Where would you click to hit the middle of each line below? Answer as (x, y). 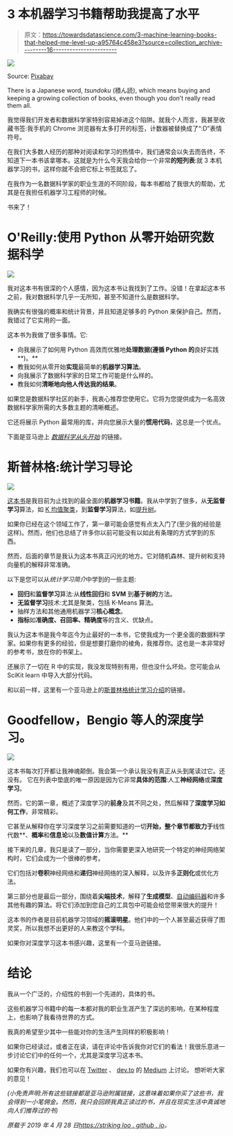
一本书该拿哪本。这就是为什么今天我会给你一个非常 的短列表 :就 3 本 (121, 160)
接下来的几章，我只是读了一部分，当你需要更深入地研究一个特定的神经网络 (113, 849)
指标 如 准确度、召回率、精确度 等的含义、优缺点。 (87, 620)
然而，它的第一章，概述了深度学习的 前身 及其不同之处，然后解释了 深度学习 (113, 803)
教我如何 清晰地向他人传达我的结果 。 (69, 384)
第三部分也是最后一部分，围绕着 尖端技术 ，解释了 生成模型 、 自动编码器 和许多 (116, 896)
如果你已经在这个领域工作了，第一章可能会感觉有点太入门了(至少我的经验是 (114, 524)
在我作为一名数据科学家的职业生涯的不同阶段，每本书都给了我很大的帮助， (113, 183)
